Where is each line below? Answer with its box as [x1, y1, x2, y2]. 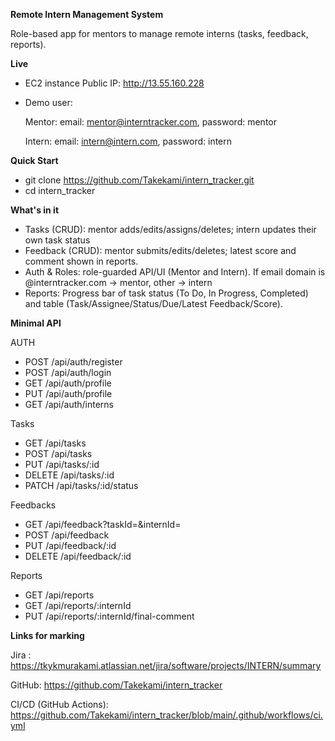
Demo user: [24, 97, 73, 108]
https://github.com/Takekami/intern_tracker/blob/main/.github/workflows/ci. [10, 709, 323, 721]
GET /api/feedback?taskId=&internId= [24, 519, 182, 530]
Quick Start [10, 155, 59, 166]
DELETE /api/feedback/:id [24, 550, 132, 562]
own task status [24, 234, 91, 246]
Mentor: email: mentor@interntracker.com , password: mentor [24, 116, 277, 128]
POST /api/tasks [24, 448, 93, 459]
